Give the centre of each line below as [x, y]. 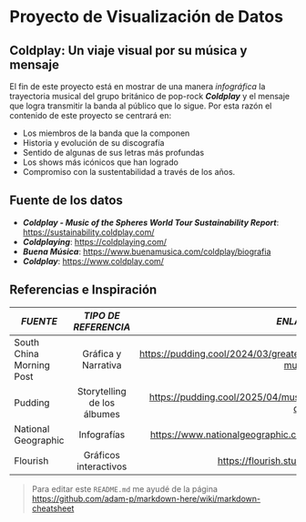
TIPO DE [102, 315]
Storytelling [102, 391]
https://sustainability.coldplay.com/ [88, 232]
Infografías [102, 435]
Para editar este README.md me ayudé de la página [125, 488]
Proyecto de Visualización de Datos [147, 17]
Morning [32, 364]
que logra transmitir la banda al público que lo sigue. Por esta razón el [141, 106]
